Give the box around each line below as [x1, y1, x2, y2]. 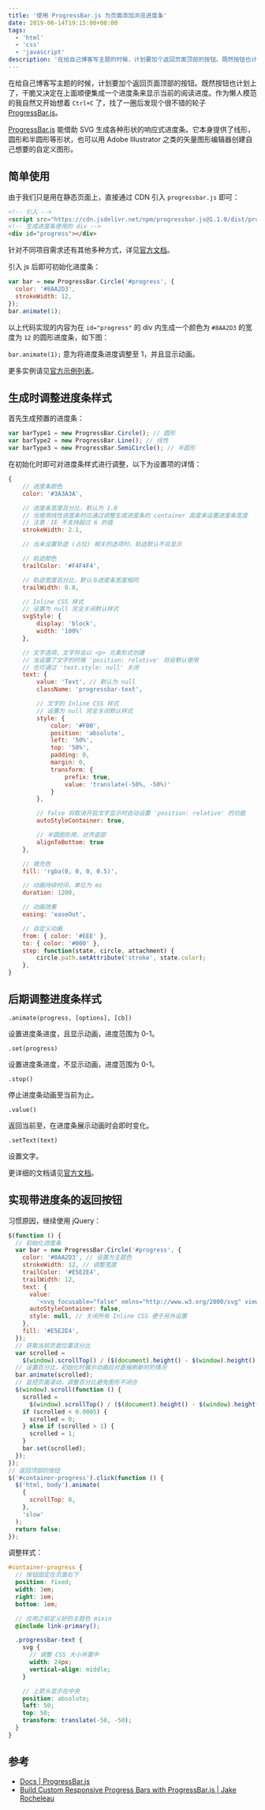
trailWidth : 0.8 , [22, 584, 80, 591]
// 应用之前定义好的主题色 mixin [15, 1614, 112, 1623]
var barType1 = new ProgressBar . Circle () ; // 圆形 [8, 430, 176, 437]
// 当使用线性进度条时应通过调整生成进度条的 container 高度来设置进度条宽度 [22, 511, 248, 520]
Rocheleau [19, 1793, 55, 1803]
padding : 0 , [50, 751, 90, 759]
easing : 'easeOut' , [22, 911, 87, 918]
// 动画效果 [22, 903, 57, 911]
